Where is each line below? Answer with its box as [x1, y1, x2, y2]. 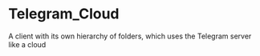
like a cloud [8, 39, 47, 49]
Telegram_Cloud [8, 5, 120, 23]
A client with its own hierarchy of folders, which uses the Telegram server [8, 31, 252, 41]
